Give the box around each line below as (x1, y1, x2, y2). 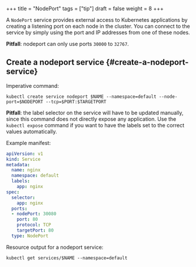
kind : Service (6, 156, 41, 162)
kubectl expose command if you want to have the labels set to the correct (6, 121, 185, 128)
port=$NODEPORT (6, 98, 44, 105)
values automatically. (6, 128, 58, 135)
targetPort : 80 (16, 228, 54, 233)
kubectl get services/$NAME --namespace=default (6, 255, 128, 261)
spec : (6, 189, 19, 195)
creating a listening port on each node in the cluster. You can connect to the (6, 23, 190, 29)
